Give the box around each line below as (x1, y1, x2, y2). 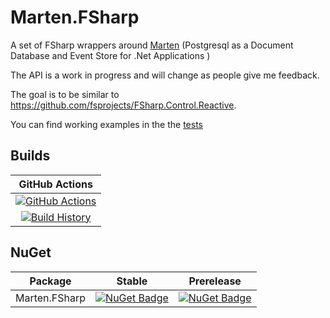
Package (29, 274, 72, 288)
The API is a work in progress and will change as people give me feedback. (10, 69, 320, 81)
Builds (10, 147, 51, 165)
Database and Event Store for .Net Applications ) (10, 49, 211, 61)
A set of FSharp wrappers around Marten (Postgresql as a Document (10, 39, 294, 51)
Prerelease (188, 274, 242, 288)
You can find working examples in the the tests (10, 118, 203, 130)
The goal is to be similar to (10, 88, 120, 100)
